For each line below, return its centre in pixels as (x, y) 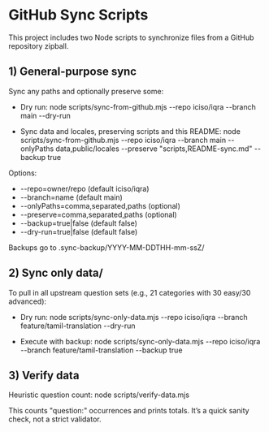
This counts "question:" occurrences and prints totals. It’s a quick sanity (129, 411)
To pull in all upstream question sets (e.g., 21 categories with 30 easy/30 (130, 292)
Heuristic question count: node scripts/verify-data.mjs (99, 395)
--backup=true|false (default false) (79, 223)
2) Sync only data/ (56, 273)
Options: (23, 173)
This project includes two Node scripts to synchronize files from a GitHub (131, 37)
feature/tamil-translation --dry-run (78, 326)
